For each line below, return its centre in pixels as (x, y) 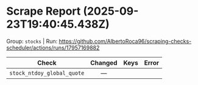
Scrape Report (44, 11)
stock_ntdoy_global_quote (47, 73)
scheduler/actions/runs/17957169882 (53, 48)
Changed (104, 62)
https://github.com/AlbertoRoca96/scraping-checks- (125, 41)
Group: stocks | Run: (32, 41)
